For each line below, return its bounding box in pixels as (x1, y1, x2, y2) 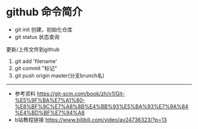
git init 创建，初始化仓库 (14, 26, 72, 33)
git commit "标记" (14, 64, 58, 71)
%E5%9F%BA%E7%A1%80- (14, 97, 85, 104)
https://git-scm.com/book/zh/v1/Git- (37, 90, 125, 97)
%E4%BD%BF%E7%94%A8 (14, 109, 85, 116)
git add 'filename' (14, 57, 58, 65)
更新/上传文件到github (6, 45, 60, 53)
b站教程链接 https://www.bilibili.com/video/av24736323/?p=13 (14, 116, 167, 123)
